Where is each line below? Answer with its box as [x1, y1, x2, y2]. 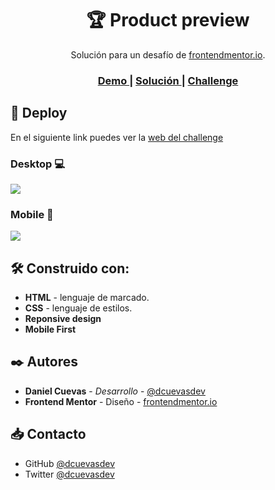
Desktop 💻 [10, 157, 66, 171]
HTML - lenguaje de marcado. [24, 292, 150, 304]
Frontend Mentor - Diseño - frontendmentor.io [24, 395, 218, 407]
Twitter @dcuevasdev [24, 468, 115, 480]
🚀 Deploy [10, 105, 68, 122]
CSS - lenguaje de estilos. [24, 302, 133, 314]
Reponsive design [24, 313, 102, 325]
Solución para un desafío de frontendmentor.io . [70, 48, 266, 61]
